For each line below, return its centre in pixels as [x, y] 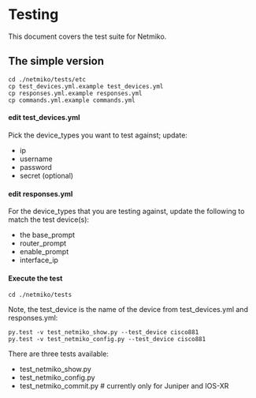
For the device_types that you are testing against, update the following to [126, 212]
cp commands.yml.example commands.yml [72, 100]
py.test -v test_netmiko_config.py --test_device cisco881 [107, 340]
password [36, 167]
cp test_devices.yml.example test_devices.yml [86, 86]
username [36, 159]
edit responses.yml [41, 193]
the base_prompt [47, 235]
